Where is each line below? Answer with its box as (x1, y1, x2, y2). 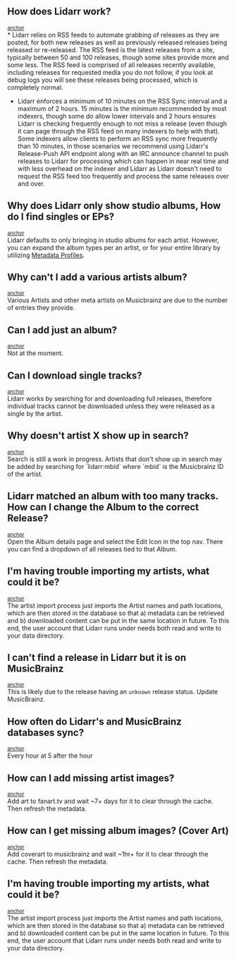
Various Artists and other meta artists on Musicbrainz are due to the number (7, 296, 228, 304)
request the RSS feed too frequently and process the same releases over (17, 172, 229, 180)
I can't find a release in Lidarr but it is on (7, 651, 187, 663)
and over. (17, 179, 45, 188)
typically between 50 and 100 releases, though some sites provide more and (7, 53, 229, 61)
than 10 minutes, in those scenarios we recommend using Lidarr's (17, 141, 209, 150)
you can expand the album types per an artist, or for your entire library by (7, 243, 221, 251)
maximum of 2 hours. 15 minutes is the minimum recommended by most (17, 104, 227, 112)
